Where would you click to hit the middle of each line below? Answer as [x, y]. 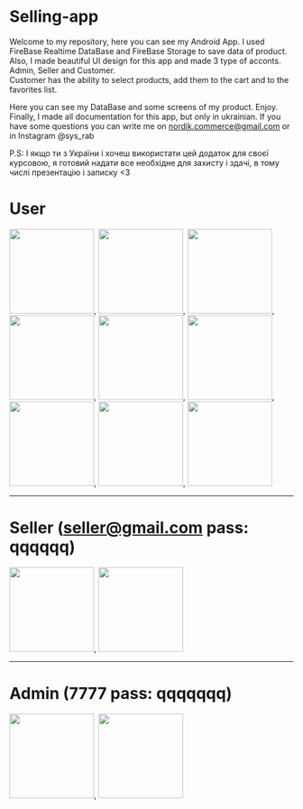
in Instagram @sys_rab [52, 135]
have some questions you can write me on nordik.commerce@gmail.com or [150, 126]
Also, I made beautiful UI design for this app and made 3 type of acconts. [145, 60]
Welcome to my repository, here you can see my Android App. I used [137, 41]
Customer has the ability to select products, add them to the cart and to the [149, 79]
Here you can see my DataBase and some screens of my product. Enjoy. [144, 106]
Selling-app [54, 17]
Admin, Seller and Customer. [62, 70]
